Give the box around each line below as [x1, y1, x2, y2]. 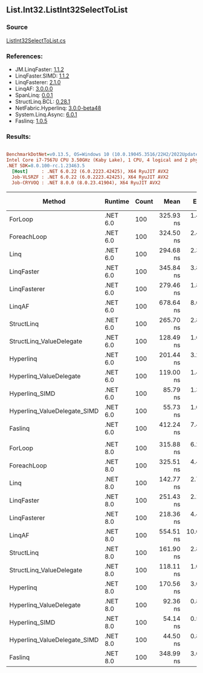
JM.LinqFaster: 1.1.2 [14, 65, 65, 73]
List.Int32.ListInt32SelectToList [6, 5, 128, 15]
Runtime [105, 197, 130, 206]
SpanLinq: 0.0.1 [14, 91, 53, 99]
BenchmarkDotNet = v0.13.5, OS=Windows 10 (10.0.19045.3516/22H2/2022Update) [6, 152, 201, 158]
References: [6, 52, 43, 60]
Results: [6, 132, 31, 141]
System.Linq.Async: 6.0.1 [14, 110, 77, 118]
